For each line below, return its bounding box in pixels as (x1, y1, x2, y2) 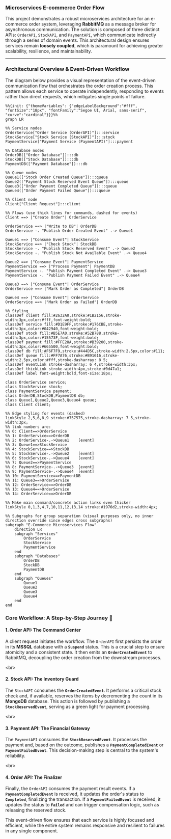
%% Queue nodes (5, 170, 38, 175)
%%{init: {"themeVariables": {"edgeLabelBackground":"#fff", (5, 103, 138, 109)
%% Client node (5, 197, 38, 202)
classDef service (5, 321, 42, 327)
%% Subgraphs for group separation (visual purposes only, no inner (5, 513, 154, 519)
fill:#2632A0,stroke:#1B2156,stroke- (41, 313, 122, 318)
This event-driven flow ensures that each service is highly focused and (5, 817, 154, 823)
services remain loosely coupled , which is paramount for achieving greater (5, 43, 163, 49)
